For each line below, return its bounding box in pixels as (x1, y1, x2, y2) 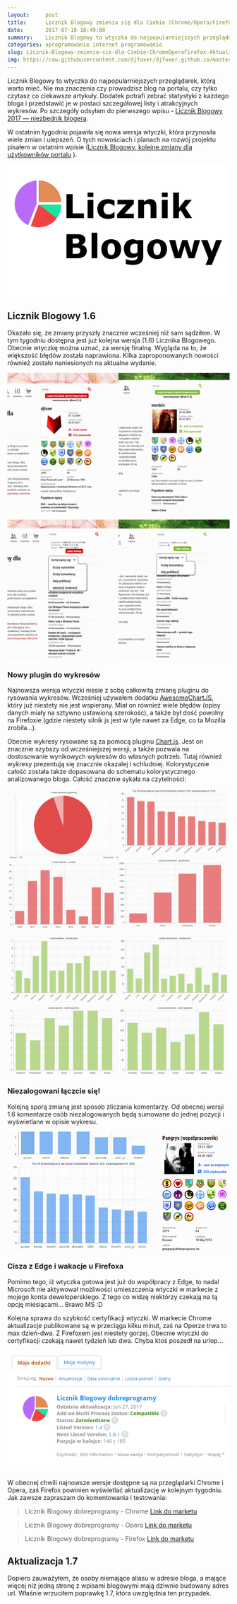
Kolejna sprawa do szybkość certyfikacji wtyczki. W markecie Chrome (7, 1313, 212, 1322)
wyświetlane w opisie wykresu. (7, 1117, 98, 1126)
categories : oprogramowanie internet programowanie (7, 41, 162, 49)
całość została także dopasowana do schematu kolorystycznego (7, 768, 195, 776)
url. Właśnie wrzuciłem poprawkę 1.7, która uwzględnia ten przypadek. (7, 1589, 212, 1598)
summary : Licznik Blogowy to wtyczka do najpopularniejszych (7, 34, 200, 41)
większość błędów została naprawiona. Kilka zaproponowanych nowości (7, 351, 219, 360)
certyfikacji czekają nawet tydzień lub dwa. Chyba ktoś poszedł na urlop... (7, 1336, 224, 1344)
